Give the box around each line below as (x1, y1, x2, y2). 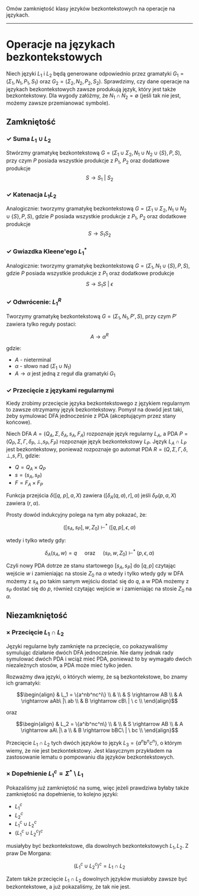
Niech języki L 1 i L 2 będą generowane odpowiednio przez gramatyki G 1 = (6, 70, 184, 78)
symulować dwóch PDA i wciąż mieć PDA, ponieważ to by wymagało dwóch (6, 655, 192, 662)
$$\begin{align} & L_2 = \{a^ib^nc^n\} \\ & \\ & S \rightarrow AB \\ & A (15, 721, 184, 728)
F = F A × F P (14, 479, 43, 488)
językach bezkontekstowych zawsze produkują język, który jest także (6, 86, 176, 93)
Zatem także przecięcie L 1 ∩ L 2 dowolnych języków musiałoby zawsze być (6, 875, 188, 884)
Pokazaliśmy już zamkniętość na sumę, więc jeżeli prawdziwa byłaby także (6, 784, 190, 791)
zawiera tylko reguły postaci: (6, 320, 77, 328)
